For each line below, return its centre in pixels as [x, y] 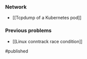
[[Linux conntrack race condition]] [47, 41]
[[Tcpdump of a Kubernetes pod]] [47, 18]
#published [17, 51]
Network [16, 7]
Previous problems [28, 31]
